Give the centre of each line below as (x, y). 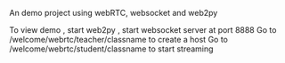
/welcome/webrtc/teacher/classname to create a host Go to (119, 39)
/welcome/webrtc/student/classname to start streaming (111, 49)
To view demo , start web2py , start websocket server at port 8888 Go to (143, 30)
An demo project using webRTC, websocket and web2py (114, 13)
